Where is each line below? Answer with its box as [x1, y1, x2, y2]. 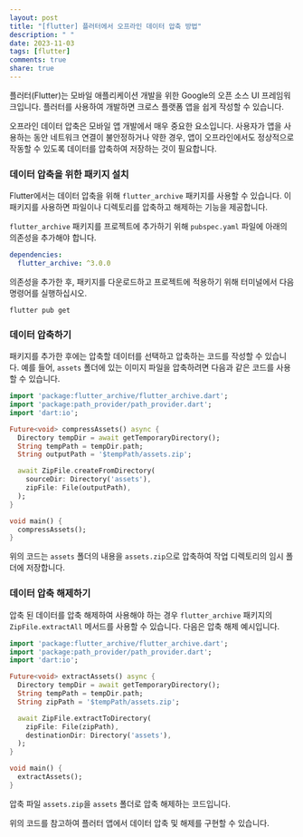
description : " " [9, 30, 75, 39]
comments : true [9, 55, 67, 64]
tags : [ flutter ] [9, 47, 71, 56]
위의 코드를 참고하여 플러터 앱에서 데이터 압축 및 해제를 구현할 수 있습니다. [9, 817, 270, 828]
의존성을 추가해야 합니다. [9, 232, 97, 243]
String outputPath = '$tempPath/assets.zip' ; [17, 450, 193, 459]
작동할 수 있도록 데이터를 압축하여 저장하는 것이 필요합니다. [9, 142, 217, 154]
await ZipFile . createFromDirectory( [17, 466, 156, 476]
